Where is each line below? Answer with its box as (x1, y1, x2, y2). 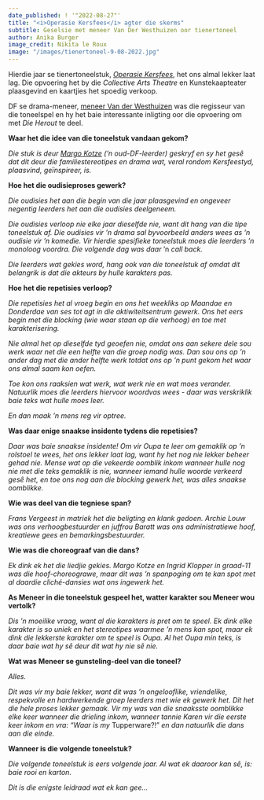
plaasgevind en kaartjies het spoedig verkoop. (8, 86, 158, 95)
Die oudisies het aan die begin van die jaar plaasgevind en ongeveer (8, 196, 231, 205)
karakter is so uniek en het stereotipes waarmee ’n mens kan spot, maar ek (8, 625, 253, 633)
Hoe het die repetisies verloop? (8, 284, 112, 292)
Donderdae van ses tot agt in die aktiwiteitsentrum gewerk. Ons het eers (8, 307, 244, 316)
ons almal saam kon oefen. (8, 364, 97, 373)
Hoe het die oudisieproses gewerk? (8, 181, 126, 189)
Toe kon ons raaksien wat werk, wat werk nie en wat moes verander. (8, 379, 232, 388)
